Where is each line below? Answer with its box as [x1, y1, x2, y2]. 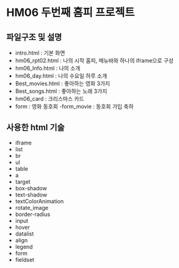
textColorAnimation [15, 197, 64, 205]
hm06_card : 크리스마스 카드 [15, 95, 84, 102]
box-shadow [15, 184, 47, 192]
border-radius [15, 210, 51, 218]
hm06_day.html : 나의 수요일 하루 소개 [15, 72, 108, 80]
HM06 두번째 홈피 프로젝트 [6, 6, 135, 20]
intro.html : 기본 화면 [15, 50, 65, 56]
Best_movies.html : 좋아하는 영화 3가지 [15, 80, 111, 87]
